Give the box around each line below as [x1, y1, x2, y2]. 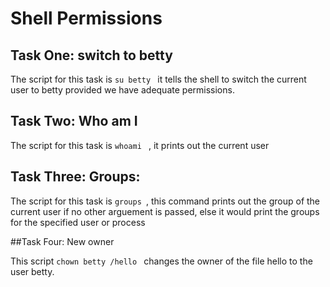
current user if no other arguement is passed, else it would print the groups [10, 205, 320, 217]
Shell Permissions [10, 7, 163, 30]
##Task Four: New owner [10, 235, 115, 247]
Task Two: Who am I [10, 113, 138, 130]
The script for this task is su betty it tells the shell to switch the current [10, 73, 307, 85]
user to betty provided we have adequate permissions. [10, 84, 235, 96]
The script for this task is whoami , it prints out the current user [10, 139, 270, 151]
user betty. [10, 265, 55, 277]
